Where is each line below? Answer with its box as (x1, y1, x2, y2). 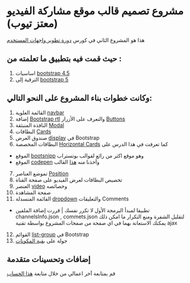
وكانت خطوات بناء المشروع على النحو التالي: (7, 93, 153, 103)
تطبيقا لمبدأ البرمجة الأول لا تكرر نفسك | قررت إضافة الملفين (15, 206, 150, 213)
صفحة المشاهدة (15, 188, 51, 196)
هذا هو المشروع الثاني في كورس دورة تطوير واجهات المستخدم (7, 36, 145, 43)
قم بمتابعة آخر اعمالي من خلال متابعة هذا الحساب (7, 270, 116, 277)
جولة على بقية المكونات (15, 237, 68, 244)
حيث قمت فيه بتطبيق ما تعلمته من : (7, 54, 122, 64)
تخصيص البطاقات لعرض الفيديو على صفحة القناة (15, 176, 122, 183)
